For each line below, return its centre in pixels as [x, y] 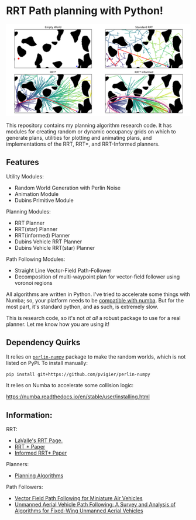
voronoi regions [33, 283]
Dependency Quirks [43, 342]
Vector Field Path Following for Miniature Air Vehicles [78, 498]
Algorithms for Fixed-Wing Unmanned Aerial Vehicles [79, 511]
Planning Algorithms [39, 476]
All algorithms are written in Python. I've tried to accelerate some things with [98, 294]
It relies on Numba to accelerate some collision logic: [70, 385]
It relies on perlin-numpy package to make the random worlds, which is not [96, 357]
